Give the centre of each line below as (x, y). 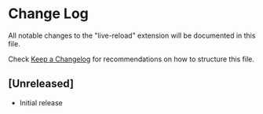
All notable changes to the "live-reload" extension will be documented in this (132, 35)
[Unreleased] (41, 84)
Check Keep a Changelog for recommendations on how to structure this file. (131, 59)
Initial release (41, 102)
